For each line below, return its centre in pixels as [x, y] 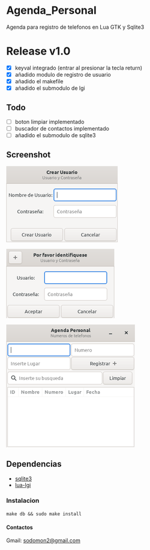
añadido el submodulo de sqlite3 [55, 135]
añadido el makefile [39, 81]
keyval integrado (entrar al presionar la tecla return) [79, 68]
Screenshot [28, 154]
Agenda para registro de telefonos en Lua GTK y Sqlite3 [75, 27]
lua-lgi [23, 485]
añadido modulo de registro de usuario [63, 74]
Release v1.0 [38, 51]
